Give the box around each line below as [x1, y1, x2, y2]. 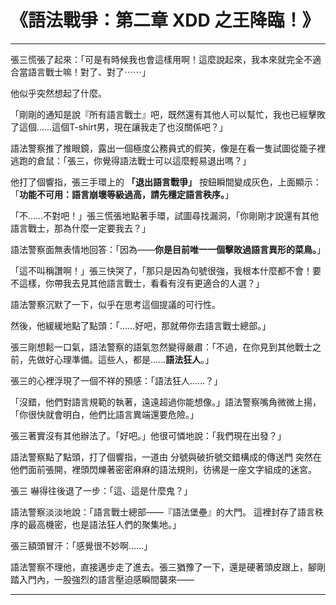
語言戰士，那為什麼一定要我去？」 [10, 222, 151, 234]
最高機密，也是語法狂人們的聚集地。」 [27, 518, 182, 530]
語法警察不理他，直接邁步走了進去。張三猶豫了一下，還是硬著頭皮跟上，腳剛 [10, 561, 326, 573]
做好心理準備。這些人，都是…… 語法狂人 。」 [36, 353, 215, 365]
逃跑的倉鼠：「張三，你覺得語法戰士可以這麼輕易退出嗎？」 [10, 154, 252, 166]
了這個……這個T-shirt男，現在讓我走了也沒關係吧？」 [10, 121, 228, 133]
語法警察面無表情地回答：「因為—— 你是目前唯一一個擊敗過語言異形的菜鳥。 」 [10, 243, 326, 255]
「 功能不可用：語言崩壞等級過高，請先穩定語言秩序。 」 [10, 188, 234, 200]
